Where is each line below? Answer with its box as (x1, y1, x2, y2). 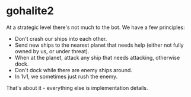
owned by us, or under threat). (14, 47, 90, 54)
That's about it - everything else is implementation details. (6, 84, 148, 91)
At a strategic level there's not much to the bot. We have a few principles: (6, 24, 185, 31)
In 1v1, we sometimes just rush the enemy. (14, 73, 117, 80)
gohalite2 (6, 4, 55, 18)
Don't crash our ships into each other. (14, 35, 107, 42)
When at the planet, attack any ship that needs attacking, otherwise (14, 54, 180, 61)
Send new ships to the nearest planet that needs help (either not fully (14, 41, 184, 48)
